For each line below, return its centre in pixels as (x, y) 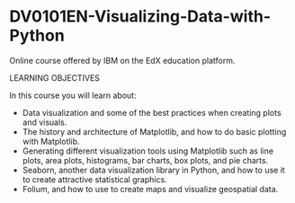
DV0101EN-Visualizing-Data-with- (140, 17)
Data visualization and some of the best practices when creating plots (152, 112)
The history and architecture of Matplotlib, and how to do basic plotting (154, 131)
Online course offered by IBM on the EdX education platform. (122, 60)
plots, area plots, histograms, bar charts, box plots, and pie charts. (145, 160)
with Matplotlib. (51, 141)
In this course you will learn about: (73, 95)
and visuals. (45, 122)
